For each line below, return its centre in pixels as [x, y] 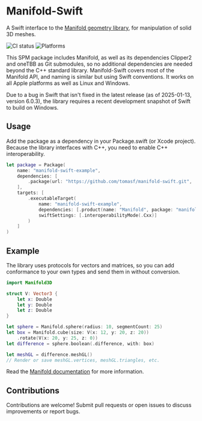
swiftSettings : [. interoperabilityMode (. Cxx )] [98, 215]
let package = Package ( [36, 165]
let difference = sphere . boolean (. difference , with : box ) [80, 344]
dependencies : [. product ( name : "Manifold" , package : [106, 210]
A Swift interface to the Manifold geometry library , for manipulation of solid [99, 28]
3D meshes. [21, 34]
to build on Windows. [32, 107]
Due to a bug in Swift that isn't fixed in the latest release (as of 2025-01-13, [99, 95]
